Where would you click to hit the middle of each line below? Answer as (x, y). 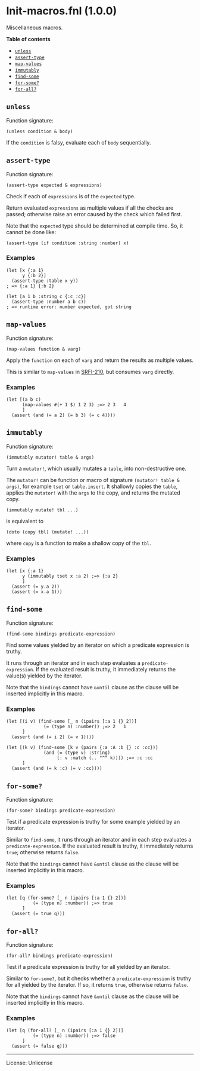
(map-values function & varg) (44, 349)
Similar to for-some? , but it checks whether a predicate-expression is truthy (99, 978)
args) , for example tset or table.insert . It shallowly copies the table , (92, 486)
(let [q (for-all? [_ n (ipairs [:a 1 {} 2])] (65, 1031)
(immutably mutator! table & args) (50, 457)
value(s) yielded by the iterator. (44, 676)
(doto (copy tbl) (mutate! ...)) (48, 532)
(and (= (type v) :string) (77, 753)
